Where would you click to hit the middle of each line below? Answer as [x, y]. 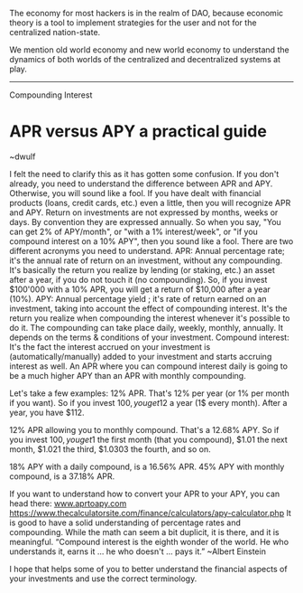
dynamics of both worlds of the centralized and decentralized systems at [145, 59]
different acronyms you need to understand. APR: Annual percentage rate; [147, 250]
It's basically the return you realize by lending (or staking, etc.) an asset [142, 269]
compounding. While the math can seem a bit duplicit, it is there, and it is [144, 532]
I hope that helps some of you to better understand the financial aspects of [148, 569]
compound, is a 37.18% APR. [62, 476]
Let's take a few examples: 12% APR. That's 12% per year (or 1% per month [150, 393]
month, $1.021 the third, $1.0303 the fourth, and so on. [110, 449]
